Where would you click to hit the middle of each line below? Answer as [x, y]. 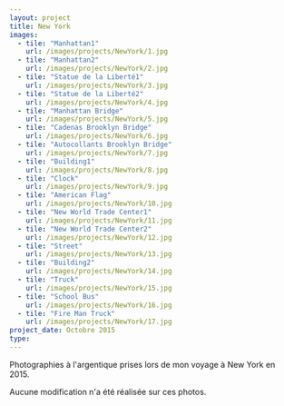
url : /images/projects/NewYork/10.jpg [99, 204]
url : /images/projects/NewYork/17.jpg [99, 322]
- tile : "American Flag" [64, 195]
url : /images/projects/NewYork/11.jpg [99, 220]
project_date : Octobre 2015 [63, 331]
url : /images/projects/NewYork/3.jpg [97, 85]
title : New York [40, 26]
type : [20, 339]
